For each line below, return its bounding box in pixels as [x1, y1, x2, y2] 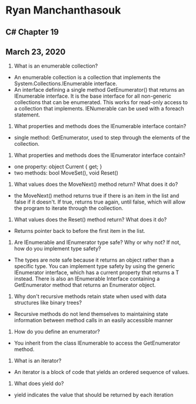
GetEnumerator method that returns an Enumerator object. [14, 282, 156, 289]
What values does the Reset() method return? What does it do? [14, 216, 167, 223]
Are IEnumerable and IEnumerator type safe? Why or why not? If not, [14, 239, 181, 246]
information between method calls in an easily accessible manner [14, 317, 173, 324]
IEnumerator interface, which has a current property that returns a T [14, 269, 180, 276]
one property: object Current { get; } [14, 163, 102, 171]
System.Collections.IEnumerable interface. [14, 80, 118, 87]
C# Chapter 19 [5, 27, 59, 37]
